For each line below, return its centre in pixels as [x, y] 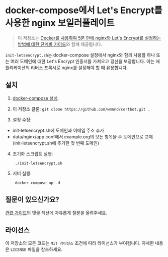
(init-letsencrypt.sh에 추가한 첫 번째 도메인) [56, 143]
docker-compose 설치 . [36, 98]
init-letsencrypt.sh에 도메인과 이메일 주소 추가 [58, 130]
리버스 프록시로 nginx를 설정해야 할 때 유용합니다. [79, 67]
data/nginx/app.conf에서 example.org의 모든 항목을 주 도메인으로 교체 [83, 136]
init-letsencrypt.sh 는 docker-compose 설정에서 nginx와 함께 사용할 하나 [80, 55]
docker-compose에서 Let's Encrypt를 [84, 10]
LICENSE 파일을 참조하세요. [36, 249]
